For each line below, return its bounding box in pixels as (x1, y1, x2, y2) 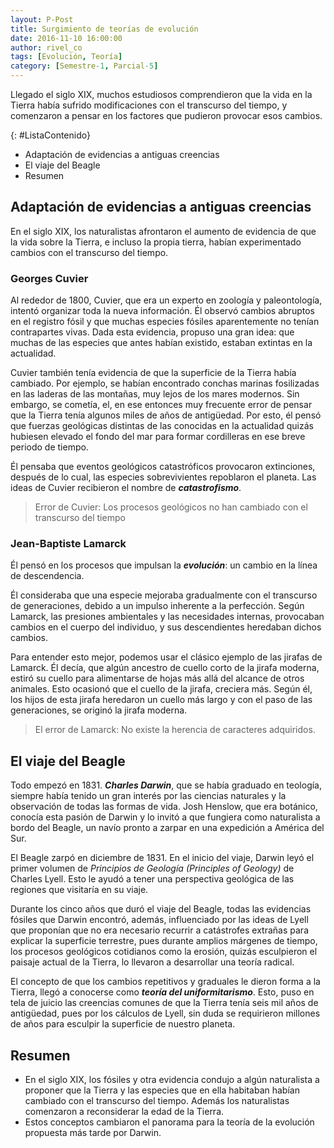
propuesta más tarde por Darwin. (24, 1127, 162, 1139)
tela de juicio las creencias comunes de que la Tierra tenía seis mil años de (10, 997, 319, 1009)
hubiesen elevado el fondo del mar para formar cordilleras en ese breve (10, 431, 306, 443)
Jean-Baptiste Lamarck (10, 537, 127, 551)
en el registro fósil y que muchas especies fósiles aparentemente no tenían (10, 316, 320, 328)
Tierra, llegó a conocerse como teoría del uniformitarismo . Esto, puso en (10, 986, 315, 998)
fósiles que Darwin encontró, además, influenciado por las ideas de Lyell (10, 914, 309, 926)
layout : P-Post (10, 14, 74, 25)
